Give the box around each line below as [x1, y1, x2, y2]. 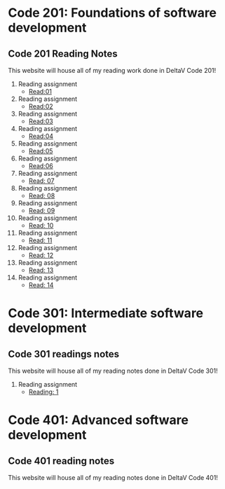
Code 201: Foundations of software [8, 5, 217, 21]
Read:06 [28, 162, 53, 170]
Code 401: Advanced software [8, 412, 189, 428]
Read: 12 [28, 251, 54, 259]
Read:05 [28, 147, 53, 155]
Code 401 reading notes [8, 455, 115, 467]
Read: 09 [28, 207, 55, 214]
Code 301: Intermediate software [8, 305, 204, 322]
